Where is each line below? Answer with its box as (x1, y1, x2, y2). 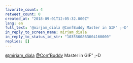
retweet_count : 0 (5, 12, 41, 17)
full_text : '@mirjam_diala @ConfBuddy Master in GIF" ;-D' (5, 25, 129, 30)
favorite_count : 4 (5, 7, 43, 12)
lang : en (5, 21, 23, 26)
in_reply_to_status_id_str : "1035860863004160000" (5, 35, 111, 40)
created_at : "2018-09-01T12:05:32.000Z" (5, 16, 90, 21)
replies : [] (5, 39, 30, 44)
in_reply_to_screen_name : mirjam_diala (5, 30, 87, 35)
